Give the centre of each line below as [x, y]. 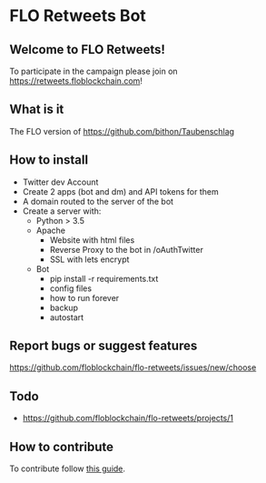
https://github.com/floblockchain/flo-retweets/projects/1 [128, 418]
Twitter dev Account [60, 182]
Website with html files [92, 240]
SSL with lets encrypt [89, 259]
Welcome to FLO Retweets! [88, 50]
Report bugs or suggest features [103, 346]
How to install [49, 160]
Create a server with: [62, 211]
